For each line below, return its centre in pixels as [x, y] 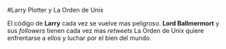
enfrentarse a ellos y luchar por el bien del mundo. [79, 38]
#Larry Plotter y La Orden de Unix [56, 10]
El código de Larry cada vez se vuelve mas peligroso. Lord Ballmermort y [113, 23]
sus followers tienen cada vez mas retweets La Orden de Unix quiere [106, 31]
